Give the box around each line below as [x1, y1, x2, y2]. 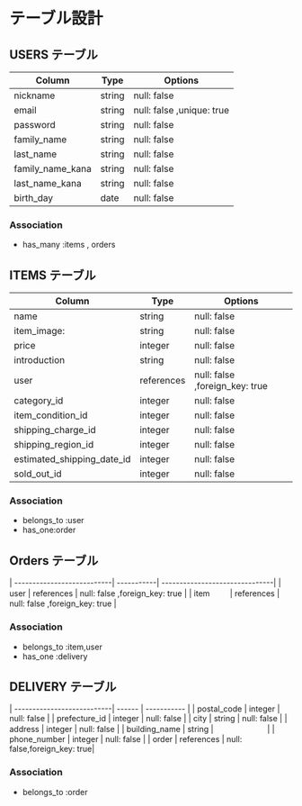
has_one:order [22, 524, 76, 536]
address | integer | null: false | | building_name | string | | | [9, 724, 276, 735]
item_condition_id [13, 409, 88, 421]
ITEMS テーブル [9, 267, 96, 283]
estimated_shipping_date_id [13, 453, 131, 466]
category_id [13, 394, 64, 407]
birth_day [13, 192, 54, 204]
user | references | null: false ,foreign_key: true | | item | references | [9, 588, 280, 599]
